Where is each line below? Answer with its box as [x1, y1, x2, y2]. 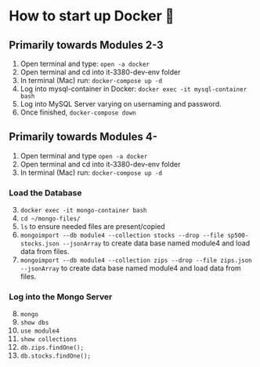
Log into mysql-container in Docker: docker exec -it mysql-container [20, 84, 247, 93]
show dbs [20, 319, 49, 327]
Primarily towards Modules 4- [9, 130, 157, 144]
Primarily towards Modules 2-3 [9, 38, 164, 52]
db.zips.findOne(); [20, 344, 85, 352]
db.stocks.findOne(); [20, 352, 91, 360]
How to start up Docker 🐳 [9, 7, 175, 25]
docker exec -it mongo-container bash [20, 207, 147, 215]
